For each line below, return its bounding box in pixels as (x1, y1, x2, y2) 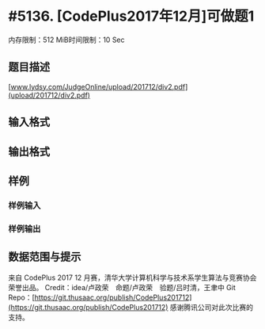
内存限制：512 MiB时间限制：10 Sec (8, 35, 125, 44)
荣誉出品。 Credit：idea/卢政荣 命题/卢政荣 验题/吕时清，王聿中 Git (8, 282, 236, 292)
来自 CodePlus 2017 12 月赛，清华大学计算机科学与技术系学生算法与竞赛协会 (8, 273, 257, 282)
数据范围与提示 (8, 251, 81, 264)
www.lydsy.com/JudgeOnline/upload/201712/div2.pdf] (10, 82, 188, 91)
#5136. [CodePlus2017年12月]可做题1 (8, 7, 255, 25)
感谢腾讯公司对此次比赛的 (169, 302, 254, 312)
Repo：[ (8, 293, 36, 302)
